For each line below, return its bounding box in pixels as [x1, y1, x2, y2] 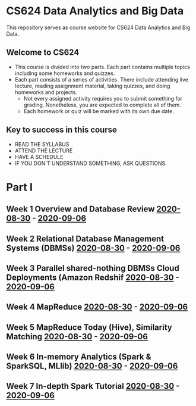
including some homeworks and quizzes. [14, 70, 115, 77]
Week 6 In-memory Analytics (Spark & [6, 352, 151, 362]
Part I [6, 180, 33, 194]
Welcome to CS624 [6, 48, 80, 58]
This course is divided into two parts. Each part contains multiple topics [14, 63, 190, 70]
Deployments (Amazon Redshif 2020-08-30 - [6, 272, 180, 282]
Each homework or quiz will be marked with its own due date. [23, 107, 174, 114]
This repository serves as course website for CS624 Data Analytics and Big [6, 24, 191, 31]
